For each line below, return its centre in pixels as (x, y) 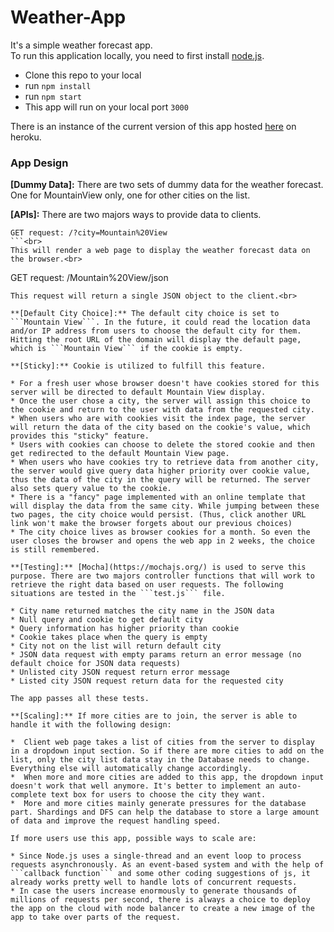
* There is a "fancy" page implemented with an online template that (158, 497)
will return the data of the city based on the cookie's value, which (160, 427)
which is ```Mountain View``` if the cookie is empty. (127, 349)
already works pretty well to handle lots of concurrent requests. (154, 882)
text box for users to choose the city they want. (158, 795)
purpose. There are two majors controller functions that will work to (162, 576)
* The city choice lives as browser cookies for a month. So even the (160, 532)
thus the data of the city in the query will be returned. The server (160, 480)
